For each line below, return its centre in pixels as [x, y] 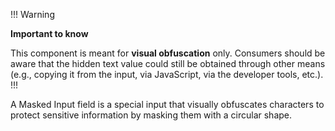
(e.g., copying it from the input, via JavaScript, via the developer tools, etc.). [167, 74]
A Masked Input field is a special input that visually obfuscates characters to [167, 104]
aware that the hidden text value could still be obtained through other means [168, 63]
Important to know [49, 33]
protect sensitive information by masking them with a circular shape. [151, 115]
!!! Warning [32, 14]
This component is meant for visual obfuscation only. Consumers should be [168, 53]
